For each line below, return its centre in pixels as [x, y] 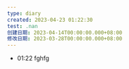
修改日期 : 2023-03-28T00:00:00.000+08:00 [65, 39]
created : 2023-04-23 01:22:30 [50, 20]
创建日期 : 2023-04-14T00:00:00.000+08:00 [65, 32]
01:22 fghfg [33, 58]
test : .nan [23, 26]
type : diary [24, 13]
